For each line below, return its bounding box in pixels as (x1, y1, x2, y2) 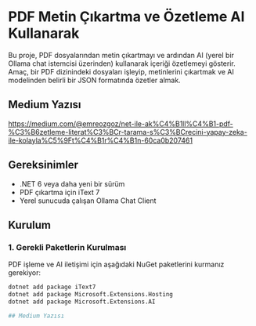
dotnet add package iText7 (8, 283, 96, 292)
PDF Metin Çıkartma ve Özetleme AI (8, 8, 245, 26)
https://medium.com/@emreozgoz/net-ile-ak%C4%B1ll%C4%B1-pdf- (8, 118, 233, 129)
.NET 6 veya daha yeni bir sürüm (19, 179, 125, 188)
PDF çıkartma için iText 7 (19, 187, 100, 197)
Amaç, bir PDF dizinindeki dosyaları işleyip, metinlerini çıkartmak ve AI (8, 67, 235, 76)
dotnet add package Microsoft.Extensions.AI (8, 298, 156, 306)
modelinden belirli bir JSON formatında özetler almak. (8, 75, 182, 85)
